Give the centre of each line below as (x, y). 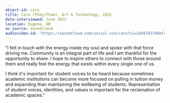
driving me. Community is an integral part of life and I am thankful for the (81, 53)
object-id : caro (22, 10)
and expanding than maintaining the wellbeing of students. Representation (83, 84)
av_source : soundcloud (29, 29)
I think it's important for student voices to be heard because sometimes (80, 73)
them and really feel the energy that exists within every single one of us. (80, 64)
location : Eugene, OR (28, 24)
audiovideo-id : (21, 33)
